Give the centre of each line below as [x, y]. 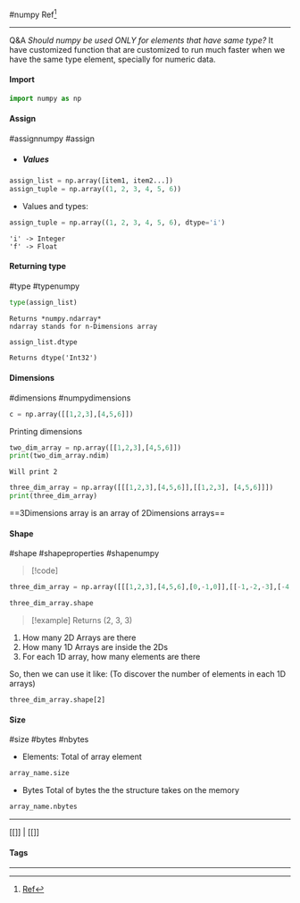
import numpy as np [46, 98]
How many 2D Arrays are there [79, 637]
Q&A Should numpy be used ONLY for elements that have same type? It [142, 40]
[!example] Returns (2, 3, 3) [82, 620]
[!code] [45, 570]
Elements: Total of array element [82, 757]
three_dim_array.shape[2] [57, 700]
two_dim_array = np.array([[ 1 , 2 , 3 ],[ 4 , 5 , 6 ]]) [95, 447]
